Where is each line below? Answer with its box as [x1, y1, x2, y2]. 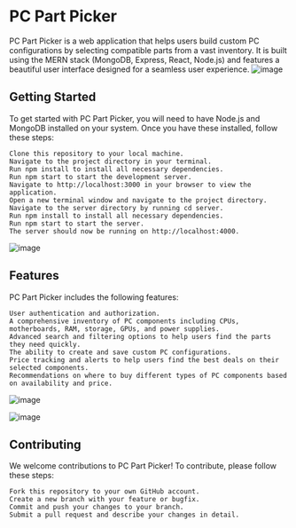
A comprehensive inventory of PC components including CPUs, [9, 317, 240, 326]
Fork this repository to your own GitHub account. [9, 487, 200, 496]
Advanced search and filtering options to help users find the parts [9, 332, 272, 341]
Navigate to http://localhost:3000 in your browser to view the [9, 180, 252, 189]
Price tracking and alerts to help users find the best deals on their [9, 355, 279, 365]
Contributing [9, 437, 82, 452]
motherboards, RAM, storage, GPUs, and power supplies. [9, 324, 220, 334]
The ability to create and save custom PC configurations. [9, 348, 232, 357]
